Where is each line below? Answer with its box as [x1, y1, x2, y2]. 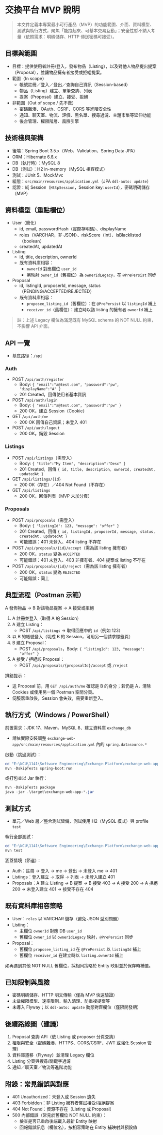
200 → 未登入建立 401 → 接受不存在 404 [12, 886, 94, 892]
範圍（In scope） [12, 75, 47, 81]
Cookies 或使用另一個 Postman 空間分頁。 [12, 689, 97, 695]
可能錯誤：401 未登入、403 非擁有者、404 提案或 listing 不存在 [19, 557, 146, 563]
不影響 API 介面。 [16, 323, 52, 329]
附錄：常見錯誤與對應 [5, 1080, 69, 1088]
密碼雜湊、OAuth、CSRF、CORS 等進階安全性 [19, 106, 112, 112]
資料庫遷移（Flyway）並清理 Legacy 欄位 [12, 1052, 95, 1058]
